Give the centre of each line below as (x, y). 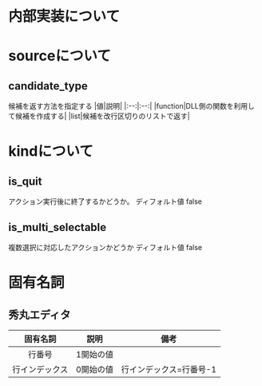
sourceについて (60, 56)
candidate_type (48, 86)
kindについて (51, 151)
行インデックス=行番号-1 (169, 370)
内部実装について (64, 16)
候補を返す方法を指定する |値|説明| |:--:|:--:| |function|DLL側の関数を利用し (132, 106)
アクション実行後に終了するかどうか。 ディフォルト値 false (105, 201)
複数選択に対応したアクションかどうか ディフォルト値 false (105, 247)
